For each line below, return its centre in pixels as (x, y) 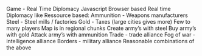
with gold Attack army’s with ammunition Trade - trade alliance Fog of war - (101, 35)
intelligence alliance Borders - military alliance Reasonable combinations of (100, 41)
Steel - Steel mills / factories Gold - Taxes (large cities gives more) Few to (98, 22)
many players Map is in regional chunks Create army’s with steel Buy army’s (101, 28)
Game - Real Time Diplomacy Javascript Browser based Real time (89, 9)
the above (19, 47)
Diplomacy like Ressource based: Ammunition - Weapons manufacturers (97, 15)
